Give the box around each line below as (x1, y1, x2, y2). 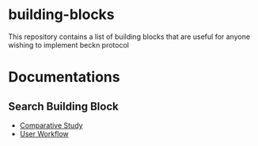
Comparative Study (19, 121, 83, 130)
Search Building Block (8, 99, 119, 113)
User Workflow (19, 129, 69, 138)
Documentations (8, 68, 120, 86)
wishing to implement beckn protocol (8, 40, 129, 49)
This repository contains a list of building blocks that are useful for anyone (8, 32, 251, 41)
